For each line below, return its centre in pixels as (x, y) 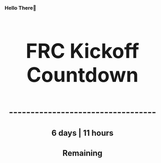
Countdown (82, 74)
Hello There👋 (20, 8)
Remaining (82, 153)
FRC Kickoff (82, 51)
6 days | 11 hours (82, 133)
